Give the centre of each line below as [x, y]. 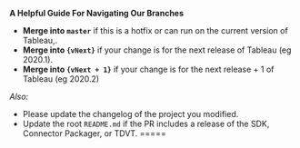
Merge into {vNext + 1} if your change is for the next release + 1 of [148, 69]
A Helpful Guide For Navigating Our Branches [97, 13]
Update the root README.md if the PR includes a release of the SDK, [146, 123]
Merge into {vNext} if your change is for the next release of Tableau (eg [157, 50]
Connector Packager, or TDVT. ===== [94, 133]
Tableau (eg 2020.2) [61, 79]
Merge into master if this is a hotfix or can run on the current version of [155, 30]
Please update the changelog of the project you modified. [130, 114]
